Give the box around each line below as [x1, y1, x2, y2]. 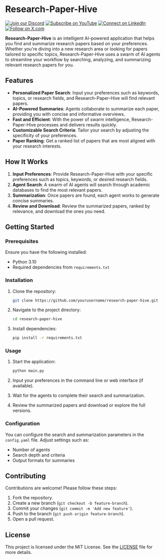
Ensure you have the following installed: [5, 249, 87, 255]
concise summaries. [12, 197, 54, 204]
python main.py [12, 368, 44, 373]
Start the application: [12, 359, 56, 365]
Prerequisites [5, 237, 38, 244]
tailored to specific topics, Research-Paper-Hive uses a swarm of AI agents [5, 51, 160, 57]
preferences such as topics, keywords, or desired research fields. [12, 176, 148, 182]
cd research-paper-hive [12, 317, 62, 322]
